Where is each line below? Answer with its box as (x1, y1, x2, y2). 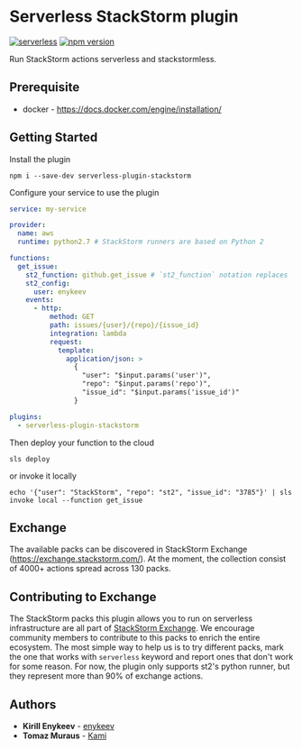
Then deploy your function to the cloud (9, 437, 155, 448)
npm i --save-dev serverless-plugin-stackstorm (9, 171, 192, 180)
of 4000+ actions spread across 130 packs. (9, 563, 171, 574)
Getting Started (9, 130, 98, 145)
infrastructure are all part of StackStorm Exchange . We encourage (9, 623, 255, 634)
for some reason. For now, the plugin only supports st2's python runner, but (9, 661, 290, 672)
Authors (9, 697, 57, 712)
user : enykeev (32, 287, 87, 297)
